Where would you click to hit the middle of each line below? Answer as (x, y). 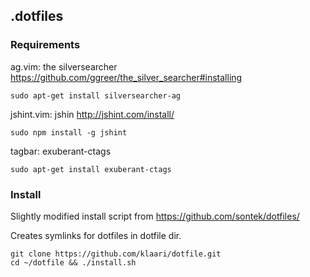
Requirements (45, 45)
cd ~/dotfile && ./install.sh (73, 262)
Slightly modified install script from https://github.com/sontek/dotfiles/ (155, 216)
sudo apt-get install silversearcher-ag (96, 95)
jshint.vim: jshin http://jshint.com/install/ (92, 114)
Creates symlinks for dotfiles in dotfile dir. (96, 235)
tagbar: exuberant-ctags (61, 151)
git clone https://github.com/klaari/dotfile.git (116, 254)
